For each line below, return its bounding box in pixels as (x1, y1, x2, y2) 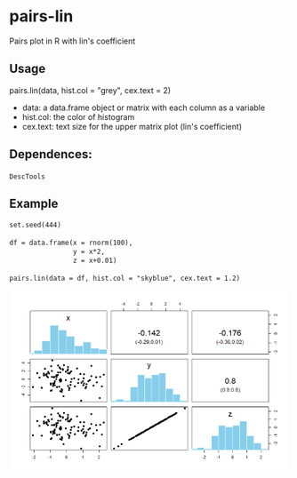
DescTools (9, 171, 46, 181)
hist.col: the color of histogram (21, 111, 135, 122)
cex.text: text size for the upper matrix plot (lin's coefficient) (21, 121, 243, 131)
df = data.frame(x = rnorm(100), (9, 238, 133, 248)
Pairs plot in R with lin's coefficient (9, 36, 136, 46)
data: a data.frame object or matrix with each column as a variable (21, 102, 265, 113)
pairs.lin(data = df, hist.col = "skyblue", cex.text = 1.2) (9, 274, 241, 283)
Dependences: (9, 147, 92, 162)
